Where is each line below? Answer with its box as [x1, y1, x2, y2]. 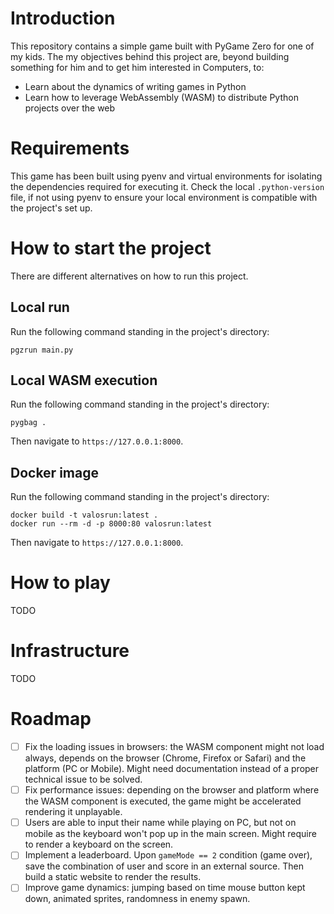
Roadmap [10, 708, 92, 731]
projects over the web [24, 102, 116, 114]
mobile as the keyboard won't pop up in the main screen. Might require [24, 828, 317, 840]
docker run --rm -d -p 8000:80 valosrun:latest [10, 519, 213, 529]
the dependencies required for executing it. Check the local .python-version [10, 180, 325, 192]
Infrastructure [10, 640, 130, 662]
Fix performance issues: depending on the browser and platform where [24, 784, 320, 796]
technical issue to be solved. [24, 773, 143, 786]
